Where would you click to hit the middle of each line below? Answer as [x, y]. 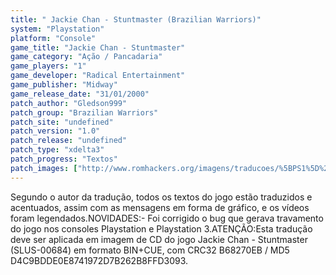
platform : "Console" [53, 38]
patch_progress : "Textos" [64, 159]
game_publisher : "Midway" [64, 85]
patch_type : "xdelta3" [57, 150]
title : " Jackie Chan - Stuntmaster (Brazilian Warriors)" [136, 19]
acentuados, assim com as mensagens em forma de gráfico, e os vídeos [160, 207]
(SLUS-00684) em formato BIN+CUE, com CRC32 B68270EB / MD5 [150, 250]
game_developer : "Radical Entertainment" [98, 76]
